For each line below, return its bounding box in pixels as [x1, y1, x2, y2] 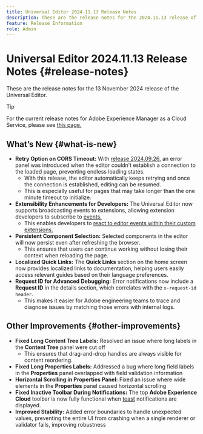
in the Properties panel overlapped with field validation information [15, 369, 183, 376]
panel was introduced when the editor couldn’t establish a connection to [15, 161, 196, 169]
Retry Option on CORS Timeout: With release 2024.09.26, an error [15, 155, 183, 162]
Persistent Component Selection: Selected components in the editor [15, 232, 188, 240]
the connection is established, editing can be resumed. [24, 181, 162, 188]
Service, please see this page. [6, 121, 82, 129]
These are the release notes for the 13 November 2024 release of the [6, 85, 179, 92]
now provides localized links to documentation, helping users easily [15, 265, 184, 272]
